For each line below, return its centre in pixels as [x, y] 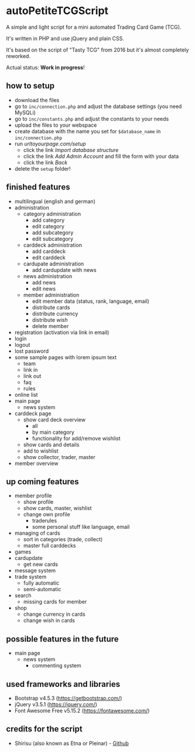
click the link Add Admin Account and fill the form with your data [101, 156]
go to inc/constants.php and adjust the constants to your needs [92, 119]
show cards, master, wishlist [57, 508]
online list [26, 394]
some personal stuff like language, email [81, 527]
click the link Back [45, 162]
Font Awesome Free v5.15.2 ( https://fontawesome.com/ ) [82, 711]
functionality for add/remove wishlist [76, 438]
